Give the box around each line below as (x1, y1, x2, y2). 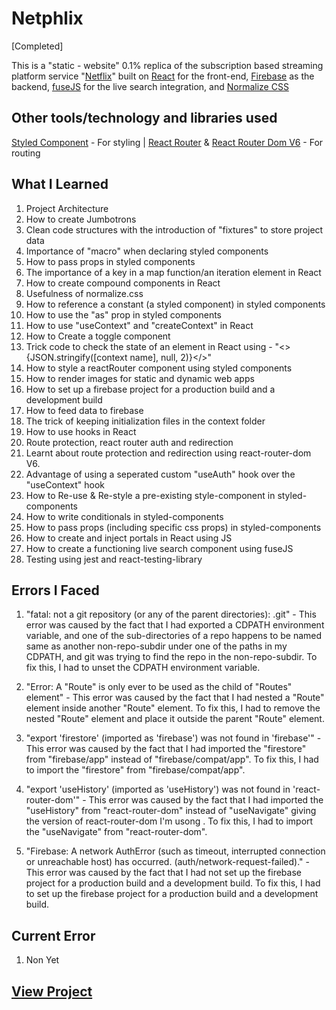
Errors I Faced (11, 582, 100, 599)
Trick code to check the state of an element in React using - (25, 340, 273, 352)
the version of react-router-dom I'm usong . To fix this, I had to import (25, 815, 314, 827)
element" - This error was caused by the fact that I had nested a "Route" (25, 692, 325, 704)
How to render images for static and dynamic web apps (25, 372, 255, 384)
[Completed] (11, 40, 64, 52)
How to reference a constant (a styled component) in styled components (25, 298, 326, 310)
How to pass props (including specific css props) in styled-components (25, 521, 322, 533)
